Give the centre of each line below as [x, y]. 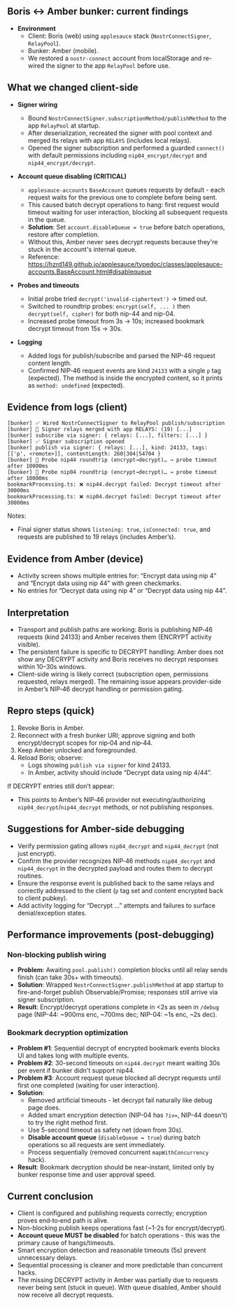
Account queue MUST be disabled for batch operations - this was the [119, 1235]
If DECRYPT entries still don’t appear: [61, 786]
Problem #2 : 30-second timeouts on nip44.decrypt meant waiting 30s [119, 1062]
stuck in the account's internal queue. [82, 249]
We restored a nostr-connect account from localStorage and [115, 58]
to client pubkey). [42, 898]
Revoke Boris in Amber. [51, 728]
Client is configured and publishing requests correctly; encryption [112, 1213]
